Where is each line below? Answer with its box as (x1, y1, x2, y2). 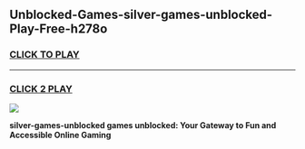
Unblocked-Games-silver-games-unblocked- (9, 7, 273, 23)
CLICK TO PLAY (9, 49, 80, 61)
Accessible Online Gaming (9, 129, 112, 140)
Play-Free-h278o (9, 22, 108, 37)
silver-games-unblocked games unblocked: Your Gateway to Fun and (9, 119, 277, 130)
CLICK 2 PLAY (9, 82, 73, 95)
